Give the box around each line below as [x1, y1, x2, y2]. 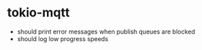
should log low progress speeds [17, 34, 109, 42]
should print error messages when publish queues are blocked [17, 27, 195, 36]
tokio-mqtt [7, 5, 70, 21]
